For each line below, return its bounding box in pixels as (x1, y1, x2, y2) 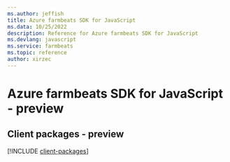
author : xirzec (7, 56, 52, 63)
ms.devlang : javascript (7, 36, 77, 43)
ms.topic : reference (7, 50, 68, 57)
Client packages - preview (7, 128, 124, 140)
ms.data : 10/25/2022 (7, 23, 68, 30)
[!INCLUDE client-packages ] (7, 147, 89, 155)
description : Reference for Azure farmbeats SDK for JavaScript (7, 29, 199, 37)
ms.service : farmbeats (7, 43, 73, 50)
